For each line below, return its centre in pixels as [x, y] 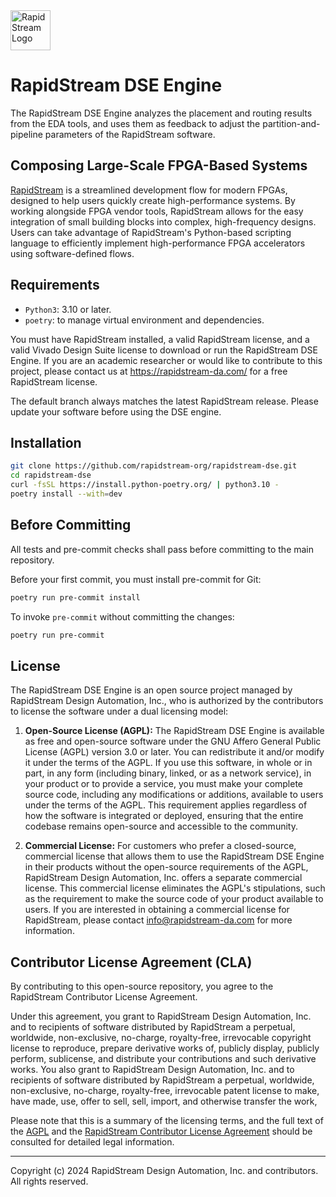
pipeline [26, 134]
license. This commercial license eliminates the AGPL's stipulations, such [175, 888]
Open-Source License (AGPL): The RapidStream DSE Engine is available [174, 731]
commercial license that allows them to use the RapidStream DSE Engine [174, 856]
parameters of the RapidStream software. [130, 134]
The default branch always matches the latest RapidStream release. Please [164, 401]
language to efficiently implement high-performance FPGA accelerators [158, 243]
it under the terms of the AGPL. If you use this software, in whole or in [168, 763]
